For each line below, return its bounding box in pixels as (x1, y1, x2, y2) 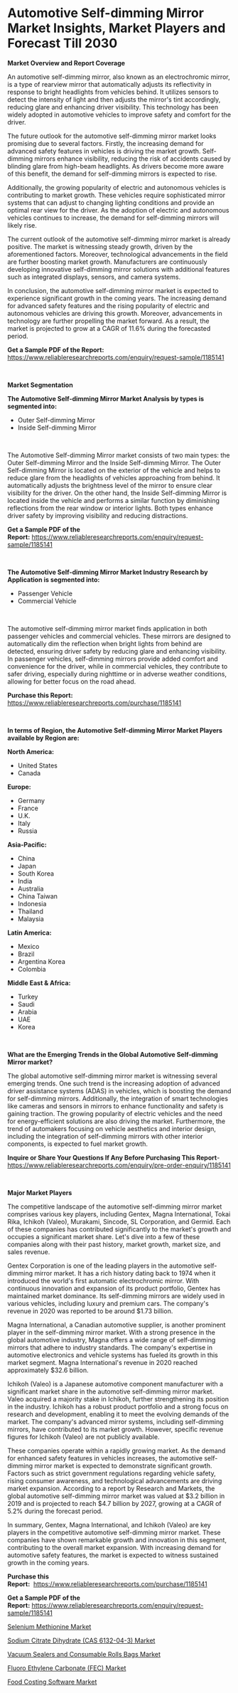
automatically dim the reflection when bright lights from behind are (7, 639, 202, 648)
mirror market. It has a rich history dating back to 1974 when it (34, 1268, 216, 1278)
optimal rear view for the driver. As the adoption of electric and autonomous (7, 206, 229, 214)
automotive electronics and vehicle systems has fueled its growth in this (7, 1350, 218, 1359)
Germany (17, 796, 45, 805)
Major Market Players (7, 1188, 72, 1196)
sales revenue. (7, 1247, 50, 1256)
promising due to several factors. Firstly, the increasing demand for (7, 139, 204, 147)
